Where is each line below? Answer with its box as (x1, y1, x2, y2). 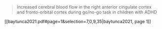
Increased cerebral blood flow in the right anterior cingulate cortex (16, 4, 152, 10)
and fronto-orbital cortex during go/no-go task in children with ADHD (16, 9, 157, 15)
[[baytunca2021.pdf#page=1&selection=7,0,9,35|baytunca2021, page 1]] (4, 19, 151, 24)
